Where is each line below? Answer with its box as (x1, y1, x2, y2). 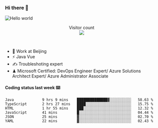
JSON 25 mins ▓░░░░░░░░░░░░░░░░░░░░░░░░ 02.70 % (5, 114, 153, 119)
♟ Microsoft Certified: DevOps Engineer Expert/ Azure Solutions (12, 68, 141, 74)
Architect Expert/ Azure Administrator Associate (12, 73, 108, 79)
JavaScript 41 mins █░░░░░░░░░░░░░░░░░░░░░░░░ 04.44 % (5, 110, 153, 115)
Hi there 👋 (5, 4, 29, 11)
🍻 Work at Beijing (12, 48, 47, 54)
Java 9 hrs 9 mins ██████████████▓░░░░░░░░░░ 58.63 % (5, 97, 153, 102)
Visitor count (69, 25, 95, 31)
